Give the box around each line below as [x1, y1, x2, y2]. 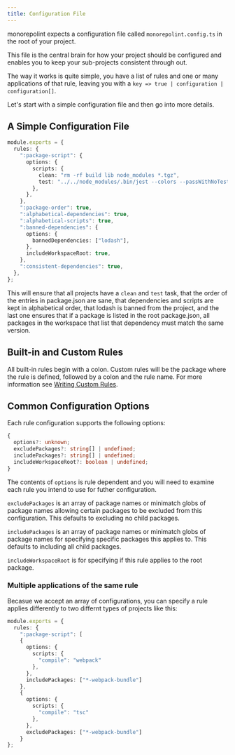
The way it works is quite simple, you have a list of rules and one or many [7, 72, 219, 80]
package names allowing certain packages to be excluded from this [7, 506, 203, 514]
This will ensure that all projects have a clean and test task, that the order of [7, 288, 228, 297]
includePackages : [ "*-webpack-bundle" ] [25, 676, 142, 683]
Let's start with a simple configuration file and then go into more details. [7, 100, 215, 109]
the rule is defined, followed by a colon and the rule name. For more [7, 373, 203, 381]
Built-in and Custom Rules [7, 347, 124, 359]
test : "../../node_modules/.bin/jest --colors [38, 178, 177, 185]
